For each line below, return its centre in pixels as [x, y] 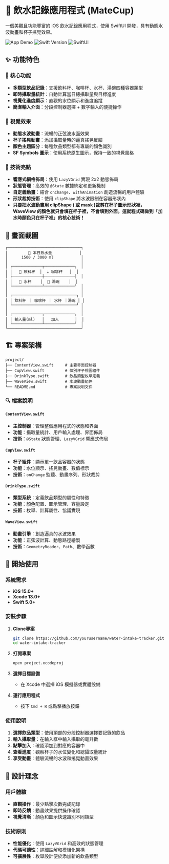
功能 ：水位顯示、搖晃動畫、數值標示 [51, 468]
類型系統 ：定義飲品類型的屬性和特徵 [51, 498]
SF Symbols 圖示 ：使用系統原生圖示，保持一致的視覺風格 [73, 153]
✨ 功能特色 [23, 60]
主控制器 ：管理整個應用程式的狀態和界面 [55, 426]
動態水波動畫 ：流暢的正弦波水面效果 [51, 133]
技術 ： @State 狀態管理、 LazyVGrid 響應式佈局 [60, 439]
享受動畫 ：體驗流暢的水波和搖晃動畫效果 [55, 759]
